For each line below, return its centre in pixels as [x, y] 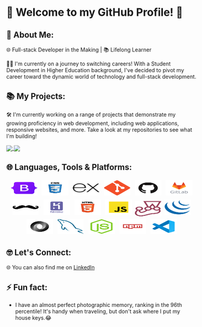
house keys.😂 [33, 318]
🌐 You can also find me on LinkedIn [50, 267]
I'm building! [22, 136]
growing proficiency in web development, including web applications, [93, 123]
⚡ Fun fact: [27, 287]
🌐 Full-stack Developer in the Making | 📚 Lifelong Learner [79, 50]
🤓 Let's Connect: [39, 253]
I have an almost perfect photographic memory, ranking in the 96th [99, 305]
